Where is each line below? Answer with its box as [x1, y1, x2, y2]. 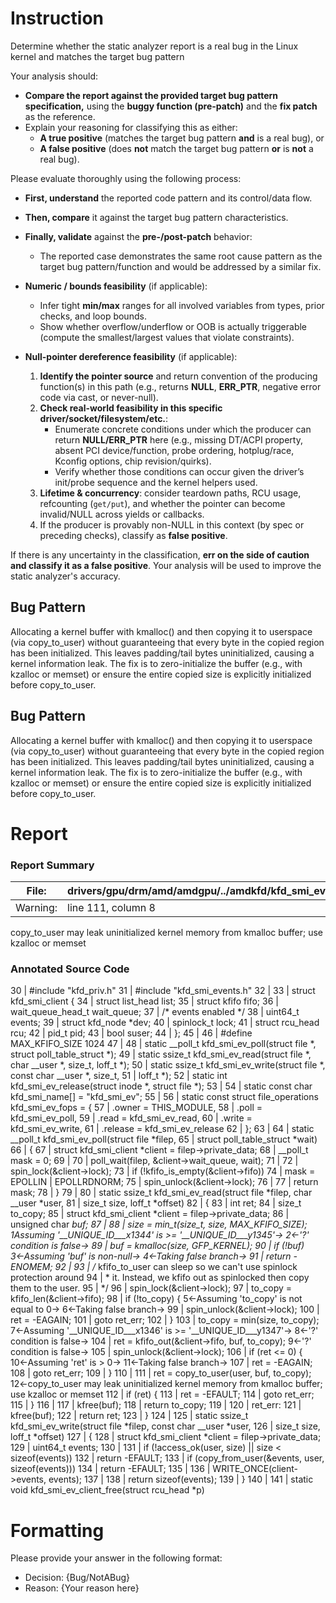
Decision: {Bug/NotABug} [24, 1572, 131, 1584]
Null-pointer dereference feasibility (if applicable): [24, 350, 238, 362]
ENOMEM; [10, 1261, 53, 1273]
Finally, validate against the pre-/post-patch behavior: [24, 230, 253, 242]
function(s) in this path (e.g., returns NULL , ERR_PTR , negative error [39, 380, 322, 392]
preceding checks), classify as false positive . [39, 529, 228, 541]
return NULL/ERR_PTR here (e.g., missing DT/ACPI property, [54, 433, 303, 446]
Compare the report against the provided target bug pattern [24, 89, 279, 101]
